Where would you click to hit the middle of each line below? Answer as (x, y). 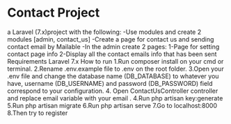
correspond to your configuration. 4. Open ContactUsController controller (113, 91)
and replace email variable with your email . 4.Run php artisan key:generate (115, 98)
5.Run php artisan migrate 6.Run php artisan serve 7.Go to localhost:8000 (112, 105)
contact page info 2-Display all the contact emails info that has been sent (112, 54)
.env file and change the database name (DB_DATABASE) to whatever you (113, 76)
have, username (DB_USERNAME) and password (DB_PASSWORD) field (110, 83)
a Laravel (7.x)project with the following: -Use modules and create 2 (104, 32)
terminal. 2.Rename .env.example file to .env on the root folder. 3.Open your (115, 69)
